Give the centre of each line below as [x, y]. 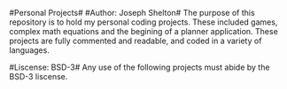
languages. [30, 50]
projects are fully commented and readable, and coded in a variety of [136, 41]
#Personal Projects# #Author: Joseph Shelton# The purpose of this [132, 13]
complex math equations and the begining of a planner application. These [144, 31]
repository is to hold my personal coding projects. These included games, [143, 22]
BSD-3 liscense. [39, 77]
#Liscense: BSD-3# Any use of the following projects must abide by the [140, 67]
